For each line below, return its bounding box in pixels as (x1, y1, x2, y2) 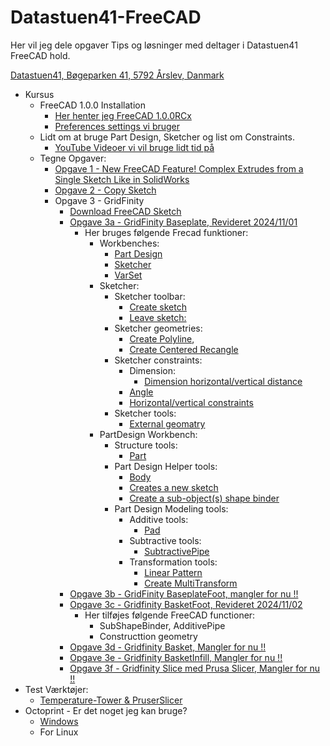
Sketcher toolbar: (114, 290, 186, 302)
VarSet (114, 269, 143, 281)
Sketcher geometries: (114, 322, 203, 334)
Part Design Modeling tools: (114, 502, 229, 515)
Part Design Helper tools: (114, 460, 218, 472)
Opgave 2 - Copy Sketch (54, 184, 157, 196)
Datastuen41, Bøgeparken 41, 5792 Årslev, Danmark (10, 69, 225, 81)
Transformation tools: (129, 556, 218, 568)
